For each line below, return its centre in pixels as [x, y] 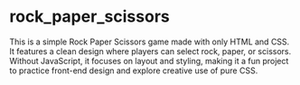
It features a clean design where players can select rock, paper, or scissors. [150, 51]
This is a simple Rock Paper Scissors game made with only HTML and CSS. [150, 42]
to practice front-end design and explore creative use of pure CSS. [134, 71]
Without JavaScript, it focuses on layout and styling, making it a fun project [149, 61]
